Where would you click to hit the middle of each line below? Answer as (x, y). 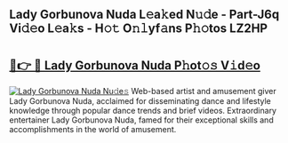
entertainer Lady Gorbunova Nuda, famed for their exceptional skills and (141, 120)
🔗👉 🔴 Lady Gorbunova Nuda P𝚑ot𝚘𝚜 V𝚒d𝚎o (135, 65)
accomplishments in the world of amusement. (93, 129)
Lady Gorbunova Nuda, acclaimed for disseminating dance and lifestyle (140, 101)
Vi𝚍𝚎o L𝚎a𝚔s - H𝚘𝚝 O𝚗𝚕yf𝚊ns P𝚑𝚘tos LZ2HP (139, 29)
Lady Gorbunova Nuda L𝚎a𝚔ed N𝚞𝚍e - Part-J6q (144, 15)
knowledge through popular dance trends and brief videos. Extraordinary (143, 111)
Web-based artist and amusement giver (204, 91)
